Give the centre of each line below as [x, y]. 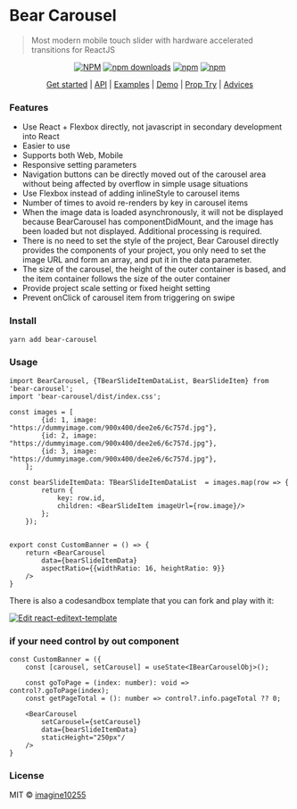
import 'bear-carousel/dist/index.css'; [86, 396]
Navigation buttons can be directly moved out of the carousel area [144, 174]
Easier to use [46, 146]
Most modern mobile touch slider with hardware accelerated [142, 40]
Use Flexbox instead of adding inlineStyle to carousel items [131, 194]
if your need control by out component [95, 641]
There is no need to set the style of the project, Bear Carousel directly [150, 241]
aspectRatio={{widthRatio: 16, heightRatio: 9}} [133, 568]
